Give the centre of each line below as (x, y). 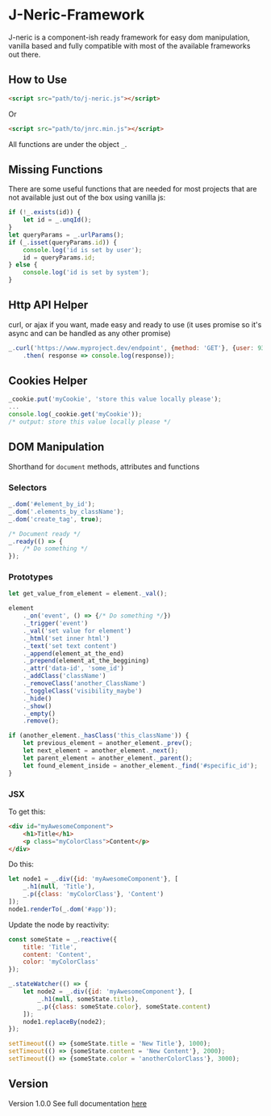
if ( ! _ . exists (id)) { (45, 213)
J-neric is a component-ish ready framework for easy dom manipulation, (129, 37)
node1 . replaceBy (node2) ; (65, 1021)
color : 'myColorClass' (61, 962)
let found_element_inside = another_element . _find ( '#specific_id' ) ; (140, 765)
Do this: (21, 864)
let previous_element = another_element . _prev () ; (108, 743)
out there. (25, 54)
